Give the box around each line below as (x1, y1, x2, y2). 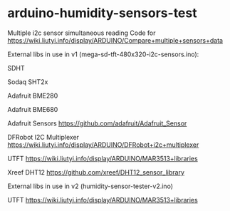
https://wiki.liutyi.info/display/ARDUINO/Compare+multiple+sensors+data (7, 36, 223, 44)
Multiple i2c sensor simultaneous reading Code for (7, 29, 156, 37)
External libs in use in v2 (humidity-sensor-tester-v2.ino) (7, 182, 173, 190)
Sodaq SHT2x (7, 77, 48, 86)
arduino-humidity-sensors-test (7, 5, 197, 21)
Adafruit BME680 (7, 105, 58, 113)
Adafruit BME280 (7, 91, 58, 100)
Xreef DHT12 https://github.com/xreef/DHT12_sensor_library (7, 168, 185, 176)
